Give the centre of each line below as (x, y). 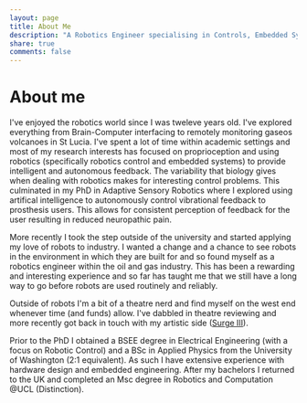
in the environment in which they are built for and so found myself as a (142, 257)
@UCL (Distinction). (47, 389)
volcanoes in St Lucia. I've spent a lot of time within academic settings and (150, 142)
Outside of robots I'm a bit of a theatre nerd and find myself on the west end (153, 303)
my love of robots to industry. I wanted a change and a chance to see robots (153, 247)
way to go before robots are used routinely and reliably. (114, 286)
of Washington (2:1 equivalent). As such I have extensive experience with (147, 360)
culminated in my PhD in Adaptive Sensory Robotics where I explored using (151, 191)
